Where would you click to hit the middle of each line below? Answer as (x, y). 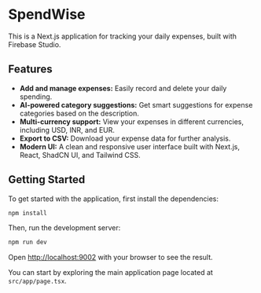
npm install (28, 213)
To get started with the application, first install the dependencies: (113, 199)
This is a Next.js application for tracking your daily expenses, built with (123, 36)
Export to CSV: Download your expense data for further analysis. (125, 138)
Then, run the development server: (64, 228)
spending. (36, 97)
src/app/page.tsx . (37, 281)
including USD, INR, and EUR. (67, 130)
